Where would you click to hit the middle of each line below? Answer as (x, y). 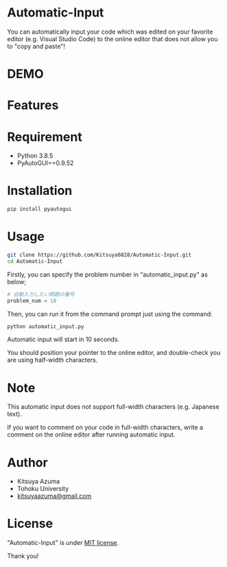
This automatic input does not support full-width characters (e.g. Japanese (113, 407)
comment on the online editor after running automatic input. (92, 435)
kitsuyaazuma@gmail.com (54, 496)
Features (33, 105)
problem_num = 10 (32, 301)
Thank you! (23, 556)
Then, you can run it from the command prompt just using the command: (110, 314)
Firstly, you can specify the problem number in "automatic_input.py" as (107, 274)
